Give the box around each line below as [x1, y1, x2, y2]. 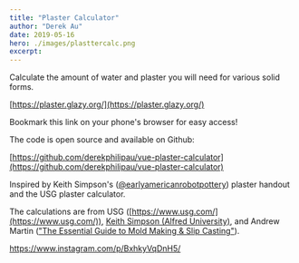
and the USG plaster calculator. [9, 189, 126, 200]
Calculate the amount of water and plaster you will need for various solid [9, 72, 281, 83]
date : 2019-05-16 [9, 30, 75, 39]
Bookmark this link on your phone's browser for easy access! [9, 117, 238, 128]
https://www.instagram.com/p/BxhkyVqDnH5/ [9, 243, 181, 254]
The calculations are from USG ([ [9, 206, 133, 218]
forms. [9, 82, 34, 93]
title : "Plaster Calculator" [9, 13, 120, 23]
